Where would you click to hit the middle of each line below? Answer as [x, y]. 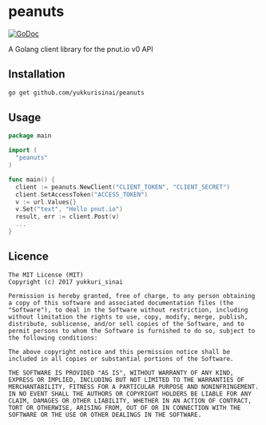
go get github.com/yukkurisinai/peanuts [77, 93]
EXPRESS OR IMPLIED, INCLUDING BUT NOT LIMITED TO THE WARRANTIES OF [127, 379]
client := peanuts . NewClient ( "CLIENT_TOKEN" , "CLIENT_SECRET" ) [123, 187]
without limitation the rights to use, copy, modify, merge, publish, [128, 317]
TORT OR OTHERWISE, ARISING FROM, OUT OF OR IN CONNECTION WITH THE [125, 407]
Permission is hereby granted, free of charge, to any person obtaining [132, 296]
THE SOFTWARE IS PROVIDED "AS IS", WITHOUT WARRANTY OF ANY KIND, [121, 373]
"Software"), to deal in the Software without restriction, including [128, 310]
